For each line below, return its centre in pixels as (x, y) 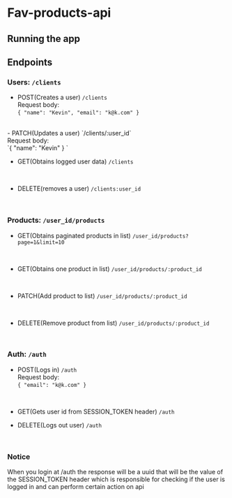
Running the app (44, 39)
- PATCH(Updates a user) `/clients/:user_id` (69, 133)
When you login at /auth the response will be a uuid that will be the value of (115, 472)
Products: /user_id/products (56, 220)
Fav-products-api (59, 13)
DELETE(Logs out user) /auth (60, 425)
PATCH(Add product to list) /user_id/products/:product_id (102, 295)
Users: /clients (34, 82)
